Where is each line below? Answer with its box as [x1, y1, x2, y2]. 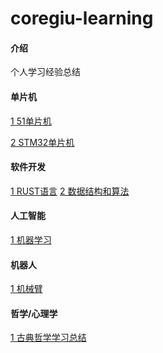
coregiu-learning [10, 7, 154, 30]
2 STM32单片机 [10, 136, 75, 148]
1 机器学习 [10, 234, 52, 246]
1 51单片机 [10, 115, 52, 127]
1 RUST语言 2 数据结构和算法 [10, 185, 130, 197]
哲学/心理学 [10, 307, 58, 319]
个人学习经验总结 [10, 66, 81, 78]
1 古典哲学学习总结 [10, 332, 87, 344]
